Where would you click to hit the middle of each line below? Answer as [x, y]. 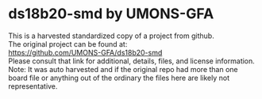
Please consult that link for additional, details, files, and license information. [132, 61]
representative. [33, 86]
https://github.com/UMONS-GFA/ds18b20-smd [85, 52]
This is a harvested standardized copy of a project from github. [111, 36]
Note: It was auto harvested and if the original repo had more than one [123, 69]
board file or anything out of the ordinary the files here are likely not [119, 78]
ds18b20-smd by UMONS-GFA [111, 14]
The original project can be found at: [68, 44]
